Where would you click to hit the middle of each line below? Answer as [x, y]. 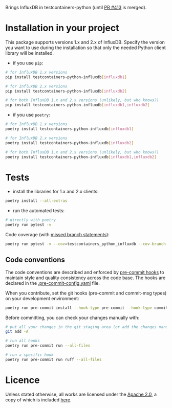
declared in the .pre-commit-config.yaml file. [52, 283]
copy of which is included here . [38, 400]
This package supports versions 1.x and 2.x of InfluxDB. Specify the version [85, 42]
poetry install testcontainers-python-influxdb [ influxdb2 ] [70, 143]
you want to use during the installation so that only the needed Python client [85, 48]
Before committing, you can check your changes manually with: [72, 318]
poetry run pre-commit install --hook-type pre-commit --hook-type [79, 308]
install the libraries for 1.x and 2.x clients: [56, 192]
